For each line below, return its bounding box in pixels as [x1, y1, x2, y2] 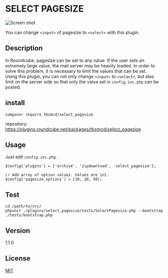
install [5, 99, 25, 107]
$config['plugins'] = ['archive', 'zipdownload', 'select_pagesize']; [5, 164, 156, 169]
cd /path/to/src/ [5, 204, 42, 209]
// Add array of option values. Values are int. [5, 172, 109, 177]
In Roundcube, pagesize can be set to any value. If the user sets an [5, 57, 145, 63]
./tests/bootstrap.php [5, 213, 53, 218]
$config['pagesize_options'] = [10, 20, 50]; [5, 177, 102, 182]
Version [5, 226, 30, 235]
